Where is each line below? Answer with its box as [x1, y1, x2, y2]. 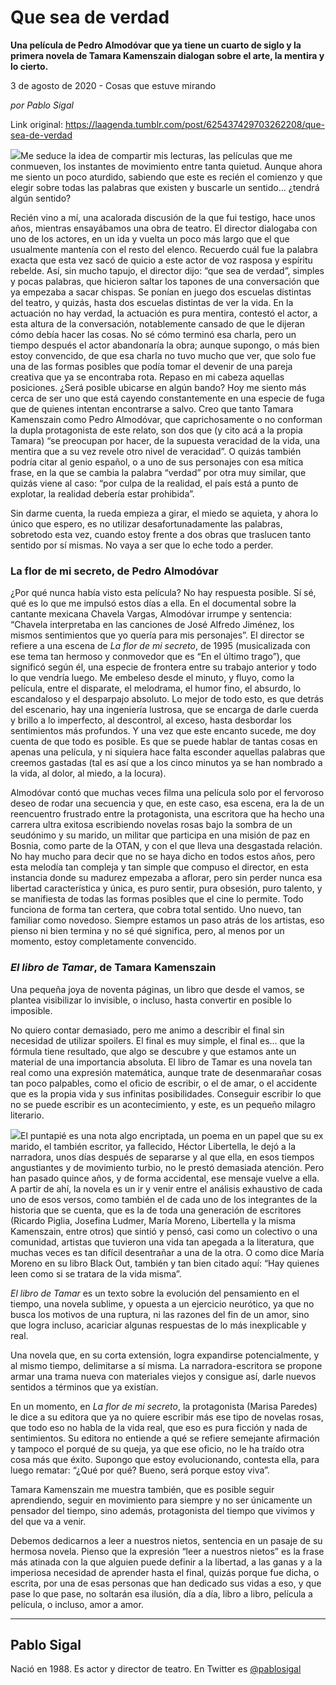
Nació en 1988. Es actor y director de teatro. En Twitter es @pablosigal [10, 1663, 302, 1675]
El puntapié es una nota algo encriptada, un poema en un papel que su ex [20, 1129, 324, 1141]
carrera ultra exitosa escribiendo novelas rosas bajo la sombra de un [10, 819, 293, 831]
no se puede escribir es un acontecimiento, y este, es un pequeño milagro [10, 1098, 316, 1110]
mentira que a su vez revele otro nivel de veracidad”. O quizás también [10, 445, 302, 457]
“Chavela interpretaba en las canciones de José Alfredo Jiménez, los [10, 619, 295, 631]
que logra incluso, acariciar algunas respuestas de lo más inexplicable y [10, 1319, 307, 1331]
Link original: [10, 118, 63, 130]
